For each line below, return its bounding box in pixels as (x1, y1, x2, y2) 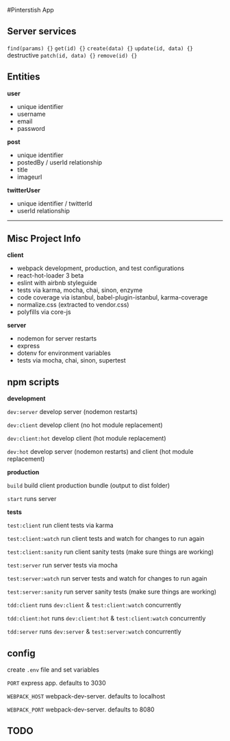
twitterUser (7, 186, 41, 194)
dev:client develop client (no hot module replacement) (7, 421, 163, 429)
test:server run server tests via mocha (7, 561, 118, 570)
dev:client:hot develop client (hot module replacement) (7, 435, 166, 443)
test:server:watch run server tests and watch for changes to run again (7, 574, 207, 583)
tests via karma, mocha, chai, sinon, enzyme (16, 286, 143, 294)
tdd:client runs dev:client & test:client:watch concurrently (7, 601, 181, 609)
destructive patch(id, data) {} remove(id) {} (7, 51, 138, 59)
